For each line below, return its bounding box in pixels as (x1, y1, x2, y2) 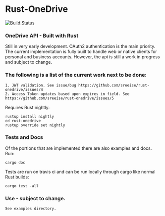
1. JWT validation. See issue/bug (5, 83, 77, 87)
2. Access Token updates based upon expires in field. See (5, 91, 130, 96)
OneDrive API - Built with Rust (5, 32, 78, 39)
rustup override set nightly (5, 123, 65, 128)
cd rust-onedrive (5, 118, 41, 123)
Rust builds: (5, 174, 29, 180)
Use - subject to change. (5, 195, 66, 202)
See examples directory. (5, 206, 56, 211)
